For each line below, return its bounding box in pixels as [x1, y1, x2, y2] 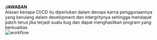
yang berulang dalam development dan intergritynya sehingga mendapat [5, 14, 152, 20]
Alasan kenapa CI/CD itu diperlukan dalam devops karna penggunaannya [5, 9, 153, 15]
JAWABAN [5, 4, 27, 10]
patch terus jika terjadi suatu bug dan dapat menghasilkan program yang [5, 19, 152, 25]
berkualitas [5, 25, 28, 30]
